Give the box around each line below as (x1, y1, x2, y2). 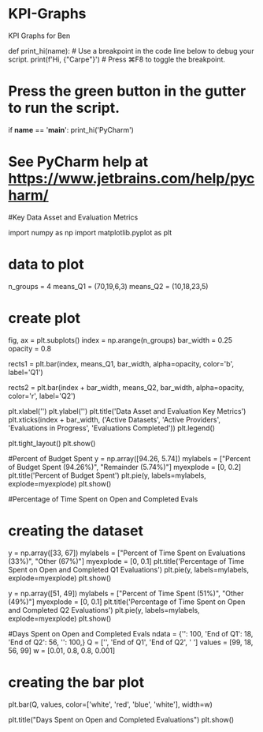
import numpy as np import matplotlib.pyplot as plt (8, 227, 172, 237)
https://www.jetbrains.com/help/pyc (8, 170, 255, 188)
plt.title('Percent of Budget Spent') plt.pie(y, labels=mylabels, (8, 471, 206, 480)
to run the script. (8, 99, 120, 117)
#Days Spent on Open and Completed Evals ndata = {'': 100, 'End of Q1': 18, (8, 629, 254, 638)
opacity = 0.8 (8, 343, 52, 353)
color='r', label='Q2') (8, 391, 76, 400)
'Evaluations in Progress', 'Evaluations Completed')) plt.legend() (8, 423, 215, 433)
